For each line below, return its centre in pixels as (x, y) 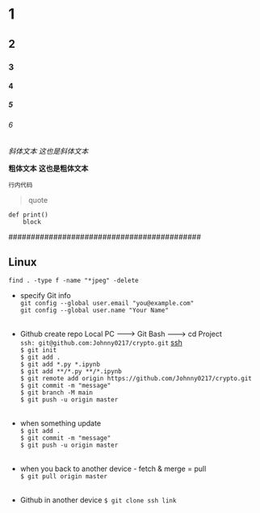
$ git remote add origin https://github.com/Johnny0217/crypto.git (136, 379)
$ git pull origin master (63, 477)
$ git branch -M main (56, 393)
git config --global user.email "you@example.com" (107, 304)
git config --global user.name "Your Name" (94, 311)
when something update (61, 423)
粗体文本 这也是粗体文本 (48, 168)
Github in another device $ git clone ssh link (98, 500)
